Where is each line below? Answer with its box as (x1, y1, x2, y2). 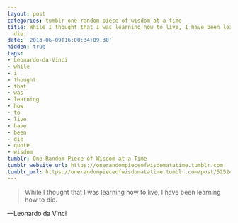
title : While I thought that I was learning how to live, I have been (7, 23, 220, 30)
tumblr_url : (7, 168, 42, 176)
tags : (7, 50, 23, 57)
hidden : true (7, 43, 46, 50)
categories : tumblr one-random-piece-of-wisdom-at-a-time (7, 17, 182, 24)
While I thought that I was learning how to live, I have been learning (24, 188, 221, 196)
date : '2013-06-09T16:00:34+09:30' (7, 37, 113, 44)
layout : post (7, 10, 46, 18)
